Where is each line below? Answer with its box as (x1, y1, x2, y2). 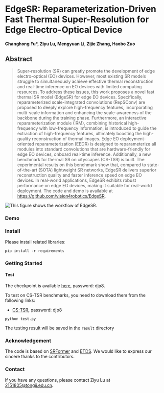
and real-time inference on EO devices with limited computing (17, 83, 142, 89)
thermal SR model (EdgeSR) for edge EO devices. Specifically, (17, 94, 143, 100)
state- (147, 162, 160, 168)
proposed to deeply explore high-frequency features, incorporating (17, 104, 153, 110)
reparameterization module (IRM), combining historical (17, 120, 127, 126)
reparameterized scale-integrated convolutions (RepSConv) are (17, 99, 145, 105)
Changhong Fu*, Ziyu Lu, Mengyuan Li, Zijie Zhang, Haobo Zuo (5, 41, 136, 47)
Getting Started (5, 260, 43, 267)
